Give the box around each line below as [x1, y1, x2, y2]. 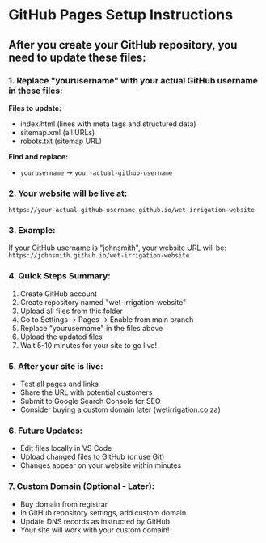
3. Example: [8, 225, 56, 236]
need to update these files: [8, 50, 147, 64]
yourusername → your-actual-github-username [19, 168, 173, 177]
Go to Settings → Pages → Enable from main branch [19, 314, 194, 325]
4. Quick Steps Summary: [8, 270, 111, 282]
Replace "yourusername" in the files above [19, 323, 163, 333]
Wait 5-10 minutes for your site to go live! [19, 340, 158, 350]
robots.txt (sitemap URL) [19, 136, 103, 146]
